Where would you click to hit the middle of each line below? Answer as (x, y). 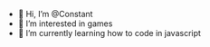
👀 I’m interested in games (65, 23)
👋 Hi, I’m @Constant (55, 14)
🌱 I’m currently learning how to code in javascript (110, 33)
